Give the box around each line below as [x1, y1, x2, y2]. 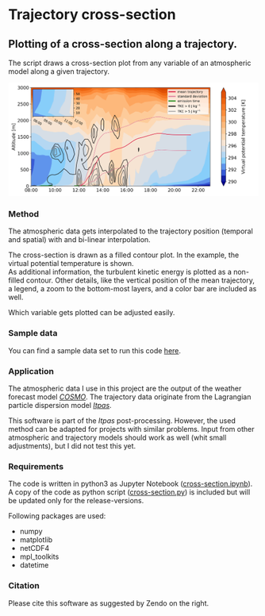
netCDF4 [19, 544, 50, 553]
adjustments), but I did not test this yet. [8, 441, 136, 450]
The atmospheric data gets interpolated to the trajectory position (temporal [8, 226, 254, 236]
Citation [8, 580, 40, 591]
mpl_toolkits [19, 552, 60, 561]
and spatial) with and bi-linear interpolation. [8, 235, 151, 244]
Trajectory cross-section [8, 6, 176, 24]
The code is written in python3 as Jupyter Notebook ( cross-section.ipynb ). [8, 479, 253, 489]
